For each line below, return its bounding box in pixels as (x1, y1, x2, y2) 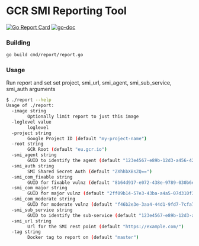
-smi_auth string (11, 163, 54, 169)
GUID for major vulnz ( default (27, 190, 105, 196)
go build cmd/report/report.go (6, 52, 84, 58)
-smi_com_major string (11, 185, 68, 191)
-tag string (11, 229, 41, 235)
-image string (11, 108, 46, 114)
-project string (11, 130, 52, 136)
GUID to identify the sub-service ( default (27, 212, 136, 218)
